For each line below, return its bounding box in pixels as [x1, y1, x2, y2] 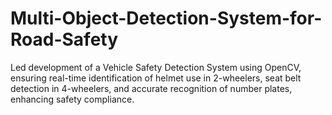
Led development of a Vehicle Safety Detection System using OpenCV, [10, 61, 302, 73]
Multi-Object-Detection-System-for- [10, 7, 323, 30]
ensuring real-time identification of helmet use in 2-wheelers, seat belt [10, 72, 302, 84]
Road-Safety [10, 28, 119, 51]
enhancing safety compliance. [10, 93, 135, 105]
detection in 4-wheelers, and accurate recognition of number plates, [10, 82, 293, 94]
